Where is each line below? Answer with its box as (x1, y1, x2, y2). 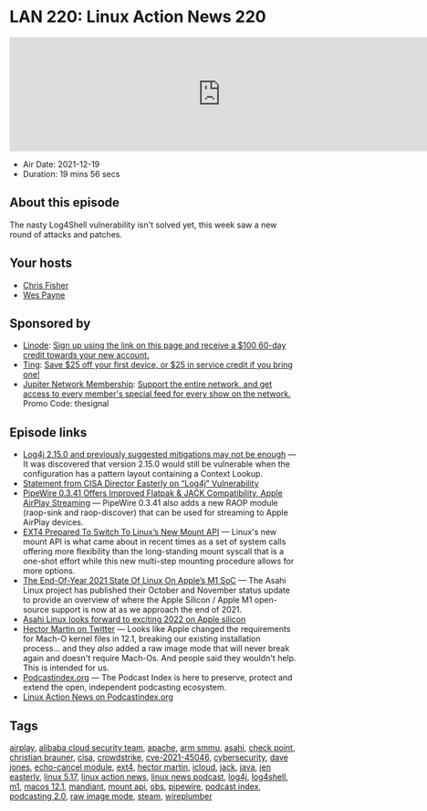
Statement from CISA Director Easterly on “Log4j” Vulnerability (22, 478, 259, 490)
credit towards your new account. (22, 350, 150, 361)
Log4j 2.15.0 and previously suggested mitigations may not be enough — (22, 449, 297, 460)
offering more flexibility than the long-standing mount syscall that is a (22, 546, 285, 557)
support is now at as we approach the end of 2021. (50, 605, 243, 616)
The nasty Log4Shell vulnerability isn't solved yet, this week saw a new (9, 219, 277, 230)
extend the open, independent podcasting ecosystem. (22, 682, 226, 693)
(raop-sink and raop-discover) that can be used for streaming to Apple (22, 507, 289, 518)
